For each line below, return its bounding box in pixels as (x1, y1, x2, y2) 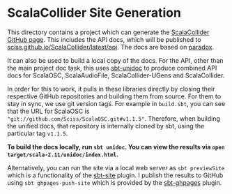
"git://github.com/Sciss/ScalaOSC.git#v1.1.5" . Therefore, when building (7, 114, 221, 123)
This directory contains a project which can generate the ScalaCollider (7, 28, 210, 36)
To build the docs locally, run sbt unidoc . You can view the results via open (7, 142, 225, 151)
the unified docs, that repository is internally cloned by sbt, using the (7, 121, 205, 130)
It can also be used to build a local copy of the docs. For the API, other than (7, 56, 224, 64)
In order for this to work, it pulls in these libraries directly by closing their (7, 84, 215, 93)
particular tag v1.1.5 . (7, 129, 68, 137)
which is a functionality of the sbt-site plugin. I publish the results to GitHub (7, 171, 224, 179)
